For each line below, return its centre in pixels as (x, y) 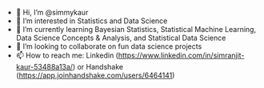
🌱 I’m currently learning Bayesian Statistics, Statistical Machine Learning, (136, 29)
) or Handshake (98, 67)
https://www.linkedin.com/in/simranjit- (181, 55)
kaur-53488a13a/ (44, 67)
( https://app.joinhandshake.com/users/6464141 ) (95, 75)
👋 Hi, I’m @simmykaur (52, 12)
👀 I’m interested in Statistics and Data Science (92, 21)
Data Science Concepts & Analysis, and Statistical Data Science (121, 38)
